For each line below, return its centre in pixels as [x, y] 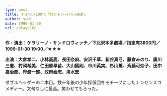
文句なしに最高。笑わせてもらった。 [64, 89]
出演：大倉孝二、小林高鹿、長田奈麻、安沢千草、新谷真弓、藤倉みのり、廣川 [83, 59]
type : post [16, 10]
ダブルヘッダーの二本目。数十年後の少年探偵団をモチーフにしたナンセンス [81, 83]
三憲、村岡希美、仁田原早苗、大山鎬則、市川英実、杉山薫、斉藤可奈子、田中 [83, 66]
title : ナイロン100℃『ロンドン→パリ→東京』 [46, 14]
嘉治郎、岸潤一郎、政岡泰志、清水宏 [42, 72]
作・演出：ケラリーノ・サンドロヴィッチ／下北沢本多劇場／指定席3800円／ [83, 43]
